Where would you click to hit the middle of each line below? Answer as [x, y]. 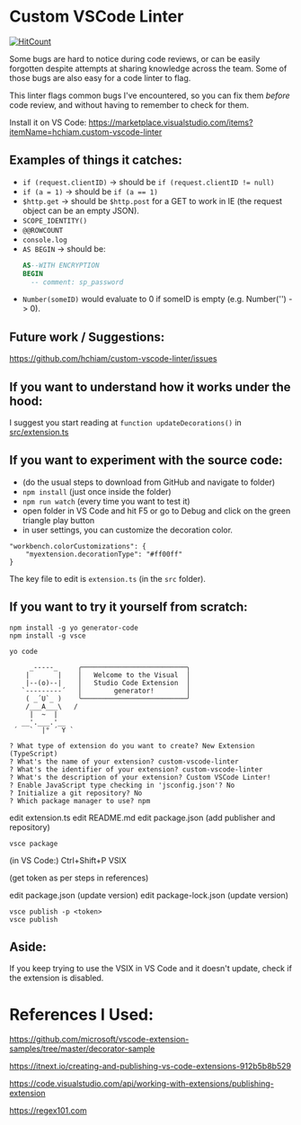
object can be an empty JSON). [80, 210]
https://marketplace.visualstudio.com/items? [171, 122]
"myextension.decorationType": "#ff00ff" [104, 554]
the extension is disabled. [57, 978]
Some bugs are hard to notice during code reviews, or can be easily [135, 58]
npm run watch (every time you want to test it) [106, 501]
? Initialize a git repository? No [76, 793]
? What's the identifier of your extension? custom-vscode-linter [136, 769]
